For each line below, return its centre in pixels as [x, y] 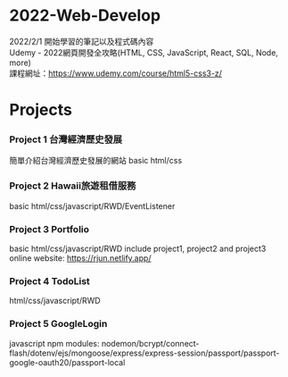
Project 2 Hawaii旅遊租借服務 [73, 186]
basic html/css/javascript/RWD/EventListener [92, 205]
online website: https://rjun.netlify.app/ [80, 258]
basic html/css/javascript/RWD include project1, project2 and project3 [138, 249]
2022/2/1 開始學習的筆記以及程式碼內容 [82, 41]
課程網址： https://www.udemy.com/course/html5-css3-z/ [116, 73]
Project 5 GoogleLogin [58, 324]
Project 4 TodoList [50, 281]
